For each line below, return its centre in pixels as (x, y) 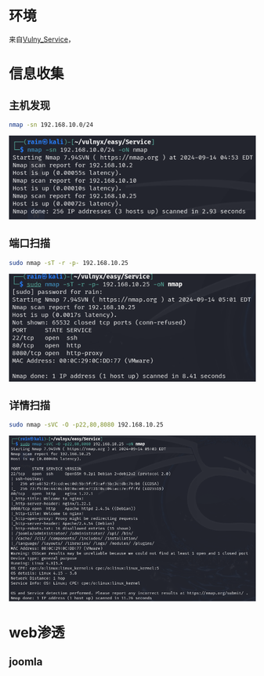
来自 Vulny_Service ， (42, 39)
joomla (26, 662)
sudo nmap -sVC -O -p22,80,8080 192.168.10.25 (86, 425)
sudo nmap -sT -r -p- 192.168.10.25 (69, 263)
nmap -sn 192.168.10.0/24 (51, 125)
